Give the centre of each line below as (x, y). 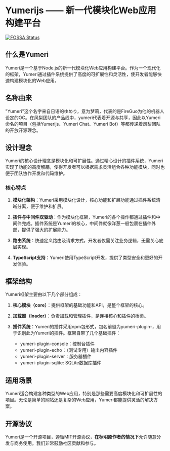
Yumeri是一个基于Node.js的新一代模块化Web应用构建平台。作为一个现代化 (83, 68)
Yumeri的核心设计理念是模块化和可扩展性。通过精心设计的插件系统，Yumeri (84, 161)
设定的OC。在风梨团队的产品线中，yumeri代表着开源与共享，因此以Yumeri (83, 118)
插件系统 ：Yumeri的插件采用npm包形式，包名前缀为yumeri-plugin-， (84, 327)
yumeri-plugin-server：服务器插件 (56, 356)
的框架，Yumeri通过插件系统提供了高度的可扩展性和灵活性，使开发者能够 (81, 74)
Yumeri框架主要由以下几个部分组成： (44, 294)
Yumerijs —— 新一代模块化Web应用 (81, 10)
